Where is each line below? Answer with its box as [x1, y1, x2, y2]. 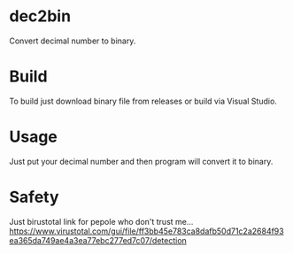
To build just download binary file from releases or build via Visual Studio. [9, 96, 277, 106]
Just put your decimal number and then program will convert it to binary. [9, 156, 274, 166]
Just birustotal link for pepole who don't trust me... [9, 216, 194, 227]
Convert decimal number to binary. [9, 35, 136, 46]
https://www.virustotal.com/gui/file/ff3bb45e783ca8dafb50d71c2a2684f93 [9, 226, 285, 236]
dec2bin [9, 6, 72, 27]
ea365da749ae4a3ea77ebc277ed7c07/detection [9, 235, 188, 245]
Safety [9, 188, 59, 207]
